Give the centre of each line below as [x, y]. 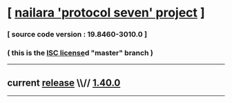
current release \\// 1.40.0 [64, 83]
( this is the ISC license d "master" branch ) [80, 53]
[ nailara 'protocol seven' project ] [106, 13]
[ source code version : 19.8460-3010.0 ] [77, 35]
